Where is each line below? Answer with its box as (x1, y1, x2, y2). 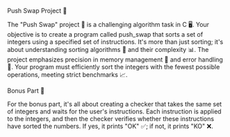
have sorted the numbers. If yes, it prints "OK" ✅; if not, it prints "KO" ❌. (7, 122, 213, 130)
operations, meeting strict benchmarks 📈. (7, 71, 128, 79)
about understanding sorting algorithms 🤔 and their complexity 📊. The (7, 46, 209, 53)
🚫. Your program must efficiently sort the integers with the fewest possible (7, 63, 220, 71)
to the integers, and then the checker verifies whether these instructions (7, 115, 214, 122)
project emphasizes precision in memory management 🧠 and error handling (7, 55, 224, 64)
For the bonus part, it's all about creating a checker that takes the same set (7, 100, 222, 108)
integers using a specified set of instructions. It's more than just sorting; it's (7, 38, 224, 46)
